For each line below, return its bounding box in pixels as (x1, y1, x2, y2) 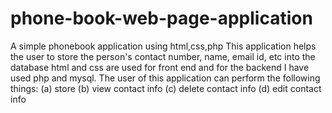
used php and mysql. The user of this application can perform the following (10, 72, 321, 84)
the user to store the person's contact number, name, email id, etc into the (10, 50, 316, 62)
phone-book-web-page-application (10, 7, 313, 30)
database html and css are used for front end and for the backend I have (10, 61, 310, 73)
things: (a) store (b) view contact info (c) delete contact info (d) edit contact (10, 82, 322, 94)
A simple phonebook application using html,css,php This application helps (10, 40, 317, 52)
